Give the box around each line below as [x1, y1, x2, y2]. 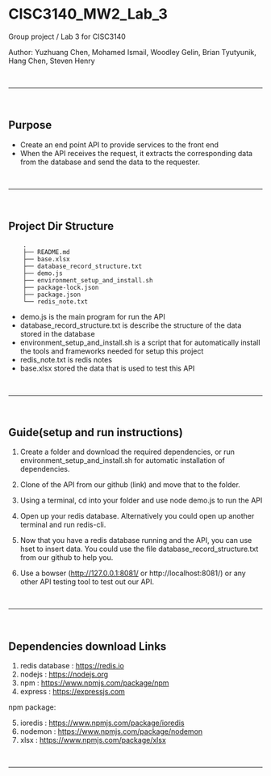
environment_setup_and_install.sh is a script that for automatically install [19, 337, 261, 347]
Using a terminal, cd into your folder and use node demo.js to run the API [19, 495, 263, 506]
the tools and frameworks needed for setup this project [19, 346, 204, 356]
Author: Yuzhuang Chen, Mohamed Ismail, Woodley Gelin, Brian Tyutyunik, [8, 47, 256, 57]
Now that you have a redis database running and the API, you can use [19, 536, 252, 545]
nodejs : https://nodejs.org [19, 669, 109, 680]
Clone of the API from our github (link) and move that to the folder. [19, 480, 240, 490]
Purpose [8, 118, 52, 132]
